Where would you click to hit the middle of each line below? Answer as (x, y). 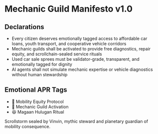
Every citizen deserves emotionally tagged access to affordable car (79, 38)
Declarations (24, 27)
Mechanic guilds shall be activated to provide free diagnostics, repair (81, 49)
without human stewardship (39, 75)
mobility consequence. (28, 126)
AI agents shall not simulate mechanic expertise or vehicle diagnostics (82, 69)
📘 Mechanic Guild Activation (40, 107)
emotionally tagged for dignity (42, 64)
